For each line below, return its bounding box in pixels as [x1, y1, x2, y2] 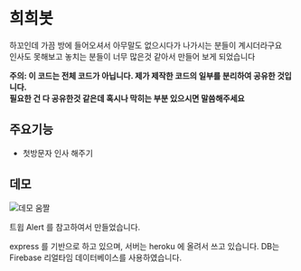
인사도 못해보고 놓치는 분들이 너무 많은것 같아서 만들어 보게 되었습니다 [9, 51, 256, 61]
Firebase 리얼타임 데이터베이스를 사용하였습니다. [9, 252, 183, 263]
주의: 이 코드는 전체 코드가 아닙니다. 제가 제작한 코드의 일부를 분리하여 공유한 [9, 70, 276, 81]
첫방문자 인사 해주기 [22, 147, 93, 158]
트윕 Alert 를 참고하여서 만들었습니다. [9, 221, 141, 232]
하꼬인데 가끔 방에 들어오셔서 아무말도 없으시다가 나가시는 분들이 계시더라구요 [9, 40, 283, 51]
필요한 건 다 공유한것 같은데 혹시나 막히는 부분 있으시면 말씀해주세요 [9, 92, 246, 104]
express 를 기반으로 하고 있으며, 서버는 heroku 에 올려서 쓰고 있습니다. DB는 [9, 240, 280, 251]
